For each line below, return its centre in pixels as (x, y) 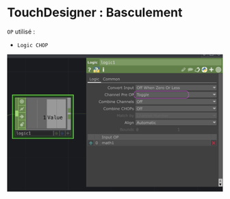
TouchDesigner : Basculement (95, 13)
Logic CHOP (33, 45)
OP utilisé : (21, 31)
